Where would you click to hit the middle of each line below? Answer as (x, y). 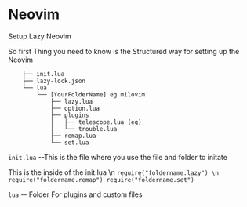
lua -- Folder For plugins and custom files (75, 194)
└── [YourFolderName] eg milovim (91, 94)
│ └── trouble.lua (84, 129)
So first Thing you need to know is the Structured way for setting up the (124, 51)
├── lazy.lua (71, 101)
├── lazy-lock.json (54, 81)
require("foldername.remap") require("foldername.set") (101, 180)
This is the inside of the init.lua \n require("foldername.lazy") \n (114, 172)
